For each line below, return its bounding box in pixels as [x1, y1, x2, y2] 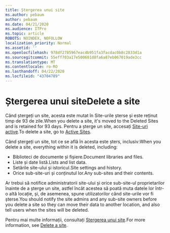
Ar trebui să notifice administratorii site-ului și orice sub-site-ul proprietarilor [5, 180, 165, 186]
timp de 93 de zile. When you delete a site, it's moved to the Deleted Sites [5, 118, 158, 124]
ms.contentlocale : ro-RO [5, 64, 58, 69]
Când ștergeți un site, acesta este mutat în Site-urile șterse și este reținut [5, 112, 158, 119]
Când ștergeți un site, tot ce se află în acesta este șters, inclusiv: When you [5, 138, 161, 144]
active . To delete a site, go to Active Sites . [5, 128, 91, 135]
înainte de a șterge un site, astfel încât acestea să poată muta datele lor [5, 185, 154, 191]
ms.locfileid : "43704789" [5, 74, 60, 79]
